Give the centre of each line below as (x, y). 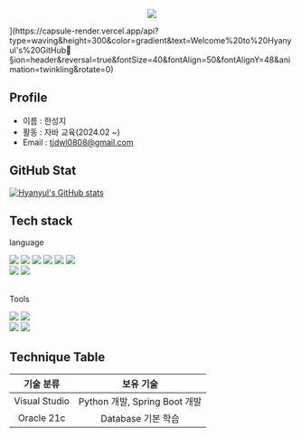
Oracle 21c (42, 418)
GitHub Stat (43, 171)
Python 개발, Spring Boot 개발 (140, 402)
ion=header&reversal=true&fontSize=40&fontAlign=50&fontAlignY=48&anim (150, 60)
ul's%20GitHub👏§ (41, 50)
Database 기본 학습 (140, 419)
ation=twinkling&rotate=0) (62, 69)
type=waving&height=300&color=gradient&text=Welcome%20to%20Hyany (150, 40)
